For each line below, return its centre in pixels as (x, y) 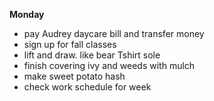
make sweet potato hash (74, 76)
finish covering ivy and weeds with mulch (109, 65)
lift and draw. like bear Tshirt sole (92, 55)
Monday (27, 14)
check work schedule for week (87, 87)
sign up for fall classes (70, 44)
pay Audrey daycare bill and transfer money (114, 33)
